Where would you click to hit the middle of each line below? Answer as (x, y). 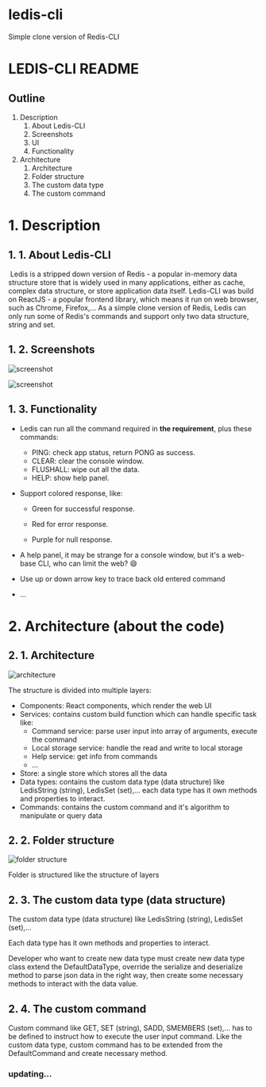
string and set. (32, 325)
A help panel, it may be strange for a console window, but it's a (123, 555)
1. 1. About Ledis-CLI (60, 255)
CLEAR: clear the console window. (88, 461)
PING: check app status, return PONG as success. (114, 452)
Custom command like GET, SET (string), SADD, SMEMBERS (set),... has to (130, 1028)
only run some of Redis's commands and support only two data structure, (129, 316)
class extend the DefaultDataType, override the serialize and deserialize (126, 967)
